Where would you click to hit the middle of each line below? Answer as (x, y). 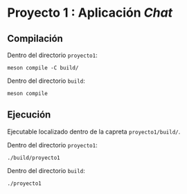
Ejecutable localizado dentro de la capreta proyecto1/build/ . (94, 131)
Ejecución (29, 115)
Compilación (35, 39)
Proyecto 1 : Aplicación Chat (90, 13)
